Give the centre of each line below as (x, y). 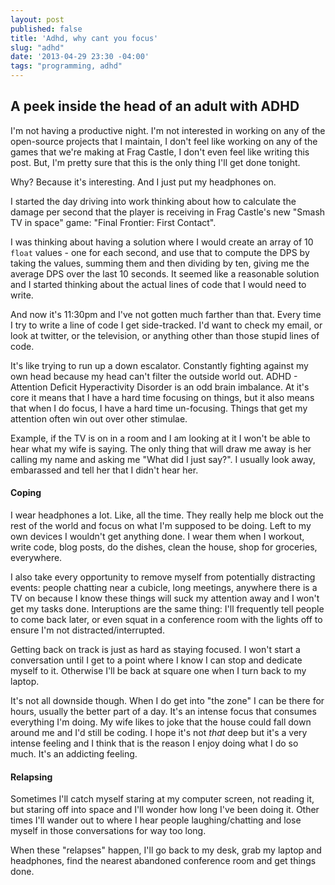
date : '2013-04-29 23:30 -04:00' (80, 57)
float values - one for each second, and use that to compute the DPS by (160, 252)
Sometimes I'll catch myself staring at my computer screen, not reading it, (162, 799)
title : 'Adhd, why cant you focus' (84, 38)
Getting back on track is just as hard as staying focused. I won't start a (155, 650)
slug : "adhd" (37, 47)
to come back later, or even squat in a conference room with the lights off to (166, 620)
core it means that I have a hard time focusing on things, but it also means (162, 397)
